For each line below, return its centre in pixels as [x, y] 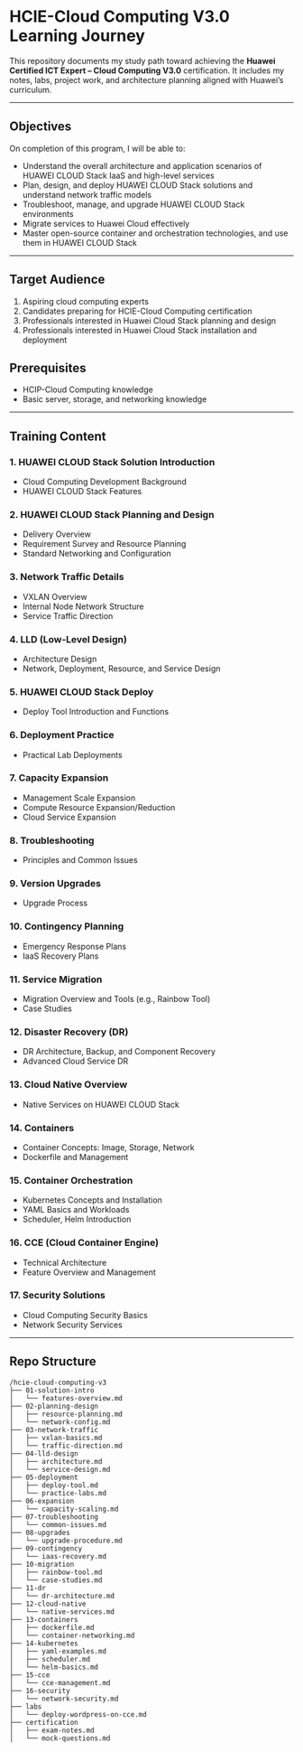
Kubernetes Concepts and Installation [92, 1200]
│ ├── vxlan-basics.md [56, 1438]
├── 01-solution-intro [52, 1390]
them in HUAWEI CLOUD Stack [80, 242]
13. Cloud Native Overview [69, 1084]
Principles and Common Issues [80, 860]
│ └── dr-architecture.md [62, 1596]
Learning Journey [78, 36]
